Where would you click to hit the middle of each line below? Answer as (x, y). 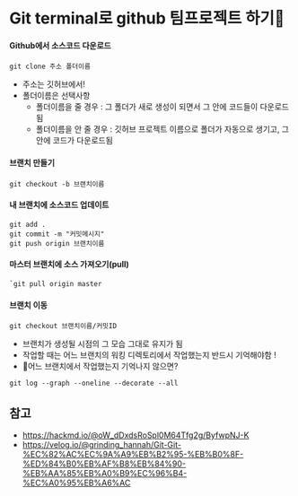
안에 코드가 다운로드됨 (74, 141)
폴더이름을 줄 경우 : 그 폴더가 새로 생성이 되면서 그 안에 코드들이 (147, 107)
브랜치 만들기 (32, 162)
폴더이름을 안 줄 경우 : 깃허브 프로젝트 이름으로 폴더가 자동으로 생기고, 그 (162, 129)
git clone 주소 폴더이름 (50, 67)
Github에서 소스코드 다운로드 (61, 45)
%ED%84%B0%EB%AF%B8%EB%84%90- (104, 464)
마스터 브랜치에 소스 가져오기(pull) (70, 265)
